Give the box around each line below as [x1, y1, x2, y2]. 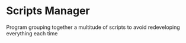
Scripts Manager [6, 4, 90, 18]
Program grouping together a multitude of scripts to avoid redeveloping [6, 24, 180, 31]
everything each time [6, 29, 58, 37]
